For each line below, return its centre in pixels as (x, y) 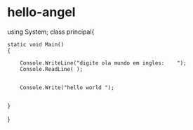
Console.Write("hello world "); (67, 87)
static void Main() (36, 44)
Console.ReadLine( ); (51, 69)
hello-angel (41, 12)
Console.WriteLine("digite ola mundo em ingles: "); (104, 63)
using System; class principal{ (51, 32)
